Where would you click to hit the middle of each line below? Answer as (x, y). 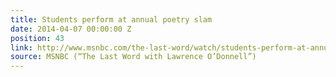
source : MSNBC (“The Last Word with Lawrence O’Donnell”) (133, 57)
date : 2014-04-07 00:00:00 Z (71, 29)
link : (21, 47)
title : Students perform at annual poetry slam (111, 19)
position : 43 (37, 38)
